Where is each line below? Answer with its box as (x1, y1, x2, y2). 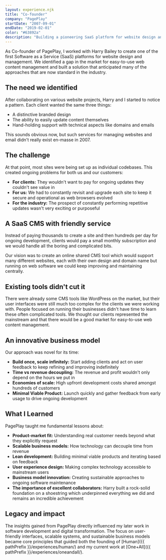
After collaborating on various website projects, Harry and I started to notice (5, 97, 161, 103)
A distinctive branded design (12, 112, 71, 117)
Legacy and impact (5, 510, 65, 518)
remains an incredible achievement (12, 495, 84, 501)
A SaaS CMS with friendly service (5, 219, 111, 227)
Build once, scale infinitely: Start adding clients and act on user (12, 359, 143, 365)
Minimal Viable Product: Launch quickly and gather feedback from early (12, 390, 161, 396)
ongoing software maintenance (12, 480, 76, 485)
